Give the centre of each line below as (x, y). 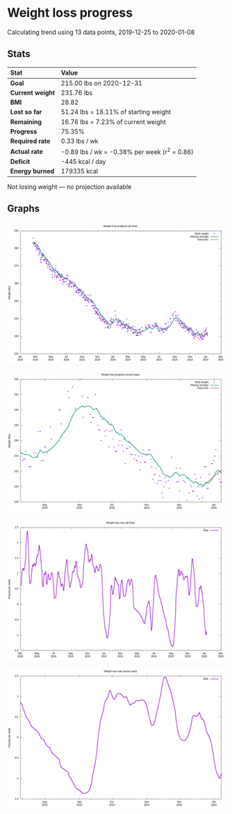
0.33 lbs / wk (80, 141)
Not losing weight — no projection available (69, 187)
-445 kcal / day (83, 162)
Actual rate (26, 151)
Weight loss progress (70, 13)
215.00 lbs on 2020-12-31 (101, 83)
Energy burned (32, 171)
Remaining (26, 122)
